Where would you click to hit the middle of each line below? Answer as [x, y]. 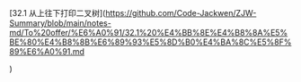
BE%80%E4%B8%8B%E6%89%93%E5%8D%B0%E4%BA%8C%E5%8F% [150, 42]
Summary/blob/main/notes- [61, 23]
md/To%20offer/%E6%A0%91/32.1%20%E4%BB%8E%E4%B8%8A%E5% [149, 33]
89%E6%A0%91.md [47, 51]
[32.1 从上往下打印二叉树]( [58, 13]
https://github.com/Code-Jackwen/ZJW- [181, 13]
